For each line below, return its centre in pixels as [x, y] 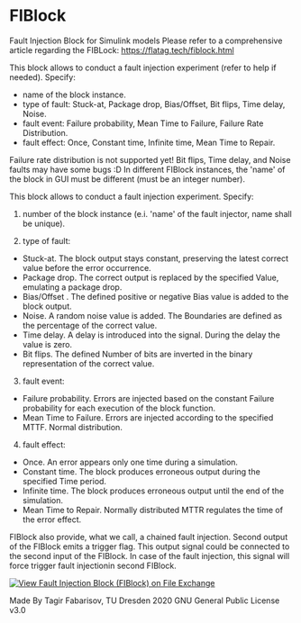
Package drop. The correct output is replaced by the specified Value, [150, 277]
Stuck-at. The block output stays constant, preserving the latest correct [155, 258]
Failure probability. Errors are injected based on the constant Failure [148, 398]
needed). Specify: [43, 77]
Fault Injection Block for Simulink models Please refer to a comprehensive [146, 41]
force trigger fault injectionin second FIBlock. [93, 565]
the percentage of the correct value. [90, 325]
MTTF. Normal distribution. [73, 427]
